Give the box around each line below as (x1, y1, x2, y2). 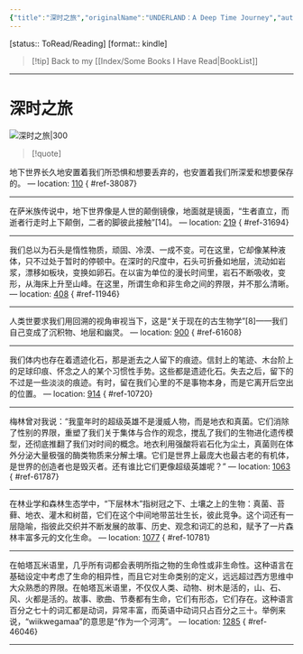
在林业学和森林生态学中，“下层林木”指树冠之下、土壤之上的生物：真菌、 (9, 498, 278, 509)
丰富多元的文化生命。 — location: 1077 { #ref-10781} (16, 531, 211, 542)
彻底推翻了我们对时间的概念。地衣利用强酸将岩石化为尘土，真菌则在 (32, 438, 286, 449)
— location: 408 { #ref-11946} (9, 288, 120, 299)
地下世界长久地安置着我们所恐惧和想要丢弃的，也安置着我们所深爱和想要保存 (9, 166, 294, 177)
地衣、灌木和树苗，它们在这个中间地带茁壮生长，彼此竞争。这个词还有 (24, 509, 286, 520)
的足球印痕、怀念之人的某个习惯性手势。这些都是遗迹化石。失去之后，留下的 (9, 365, 294, 376)
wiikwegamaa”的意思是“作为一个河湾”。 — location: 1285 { (28, 615, 246, 627)
